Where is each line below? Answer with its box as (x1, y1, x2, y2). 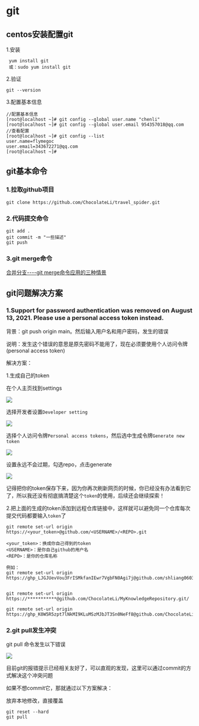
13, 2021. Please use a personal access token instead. (6, 313, 164, 321)
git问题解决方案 (6, 288, 63, 298)
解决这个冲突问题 (11, 672, 53, 679)
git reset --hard (6, 709, 49, 715)
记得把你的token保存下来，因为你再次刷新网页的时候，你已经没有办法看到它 (6, 485, 191, 492)
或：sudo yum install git (8, 64, 71, 70)
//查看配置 (6, 128, 30, 134)
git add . (6, 228, 31, 234)
